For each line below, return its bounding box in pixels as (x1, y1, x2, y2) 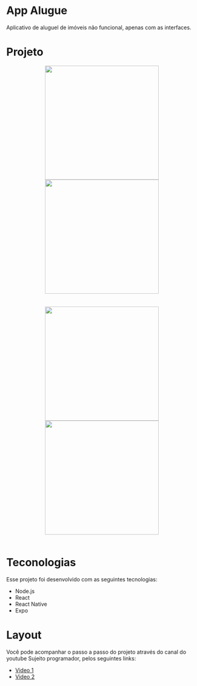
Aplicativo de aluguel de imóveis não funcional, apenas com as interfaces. (6, 24, 192, 31)
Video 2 (15, 673, 35, 680)
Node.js (15, 587, 35, 595)
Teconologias (6, 556, 76, 569)
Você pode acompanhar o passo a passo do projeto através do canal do (6, 648, 187, 656)
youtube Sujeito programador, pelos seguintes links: (6, 654, 136, 662)
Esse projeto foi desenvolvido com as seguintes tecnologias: (6, 575, 158, 583)
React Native (15, 600, 47, 608)
